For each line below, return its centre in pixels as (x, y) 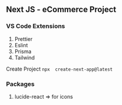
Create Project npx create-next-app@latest (59, 69)
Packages (20, 84)
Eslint (21, 45)
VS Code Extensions (36, 26)
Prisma (23, 51)
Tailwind (25, 57)
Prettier (23, 39)
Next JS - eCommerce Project (61, 10)
